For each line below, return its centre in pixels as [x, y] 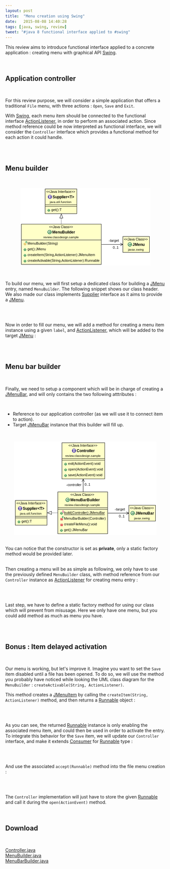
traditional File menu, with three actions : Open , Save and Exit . [70, 106]
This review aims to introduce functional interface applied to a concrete [80, 47]
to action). [23, 419]
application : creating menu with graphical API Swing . [61, 53]
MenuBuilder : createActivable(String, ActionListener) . [65, 685]
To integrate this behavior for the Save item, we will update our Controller [82, 736]
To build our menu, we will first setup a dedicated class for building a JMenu [85, 283]
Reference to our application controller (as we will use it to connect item [88, 414]
